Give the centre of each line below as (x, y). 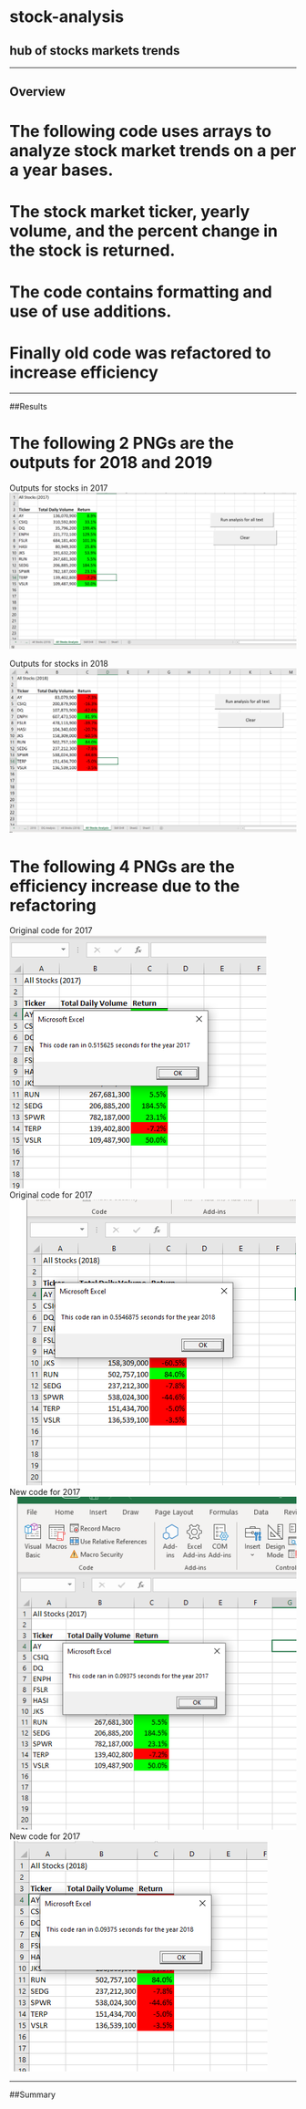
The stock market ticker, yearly (130, 211)
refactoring (53, 905)
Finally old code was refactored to (140, 353)
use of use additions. (91, 311)
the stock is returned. (92, 250)
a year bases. (61, 170)
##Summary (33, 2094)
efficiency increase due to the (125, 886)
